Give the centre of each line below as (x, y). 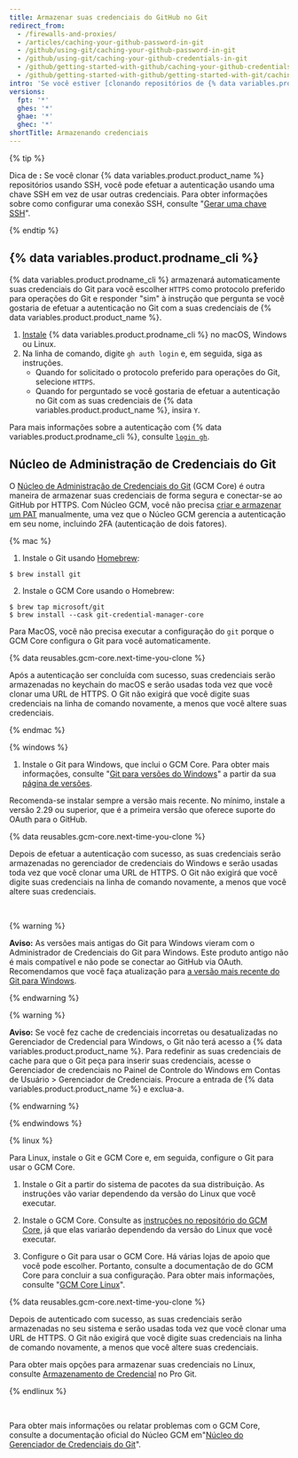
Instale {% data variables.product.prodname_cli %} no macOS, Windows (154, 335)
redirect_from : (37, 26)
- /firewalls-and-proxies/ (67, 34)
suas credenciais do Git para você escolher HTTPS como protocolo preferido (147, 288)
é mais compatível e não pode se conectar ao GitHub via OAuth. (126, 961)
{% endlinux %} (38, 1391)
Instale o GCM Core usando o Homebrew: (98, 590)
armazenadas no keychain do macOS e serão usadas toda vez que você (141, 684)
